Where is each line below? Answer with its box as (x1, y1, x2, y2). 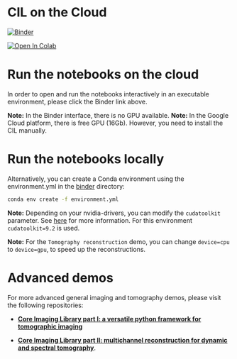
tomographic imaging (17, 322, 83, 331)
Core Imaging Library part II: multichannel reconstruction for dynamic (17, 336, 228, 344)
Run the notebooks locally (7, 151, 165, 167)
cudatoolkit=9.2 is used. (7, 223, 80, 232)
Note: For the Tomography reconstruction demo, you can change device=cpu (7, 237, 230, 245)
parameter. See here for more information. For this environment (7, 216, 193, 224)
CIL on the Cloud (7, 4, 107, 21)
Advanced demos (7, 270, 114, 286)
